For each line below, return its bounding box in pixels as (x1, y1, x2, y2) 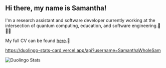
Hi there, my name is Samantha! (5, 4, 107, 12)
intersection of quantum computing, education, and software (5, 22, 131, 28)
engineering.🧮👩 (131, 22, 161, 28)
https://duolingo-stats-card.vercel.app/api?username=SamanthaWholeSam (5, 47, 161, 53)
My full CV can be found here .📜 (5, 37, 70, 43)
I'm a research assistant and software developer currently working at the (5, 17, 155, 23)
